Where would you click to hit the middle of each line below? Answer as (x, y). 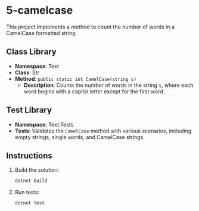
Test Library (29, 110)
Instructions (29, 155)
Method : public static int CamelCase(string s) (76, 78)
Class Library (31, 52)
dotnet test (29, 203)
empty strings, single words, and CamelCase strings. (80, 137)
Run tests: (27, 192)
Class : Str (27, 73)
